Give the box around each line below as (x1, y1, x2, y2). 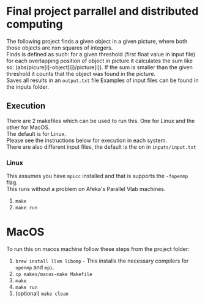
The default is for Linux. (6, 130, 66, 137)
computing (6, 17, 63, 31)
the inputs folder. (6, 83, 49, 90)
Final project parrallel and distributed (6, 4, 199, 18)
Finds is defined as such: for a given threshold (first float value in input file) (6, 50, 196, 58)
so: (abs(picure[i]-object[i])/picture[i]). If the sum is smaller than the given (6, 63, 193, 71)
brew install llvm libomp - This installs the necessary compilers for (15, 257, 189, 264)
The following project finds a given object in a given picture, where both (6, 37, 188, 45)
